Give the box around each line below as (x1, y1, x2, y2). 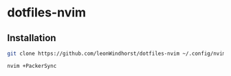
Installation (7, 32, 56, 44)
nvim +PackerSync (7, 62, 57, 69)
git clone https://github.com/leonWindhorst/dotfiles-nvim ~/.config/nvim (7, 50, 226, 57)
